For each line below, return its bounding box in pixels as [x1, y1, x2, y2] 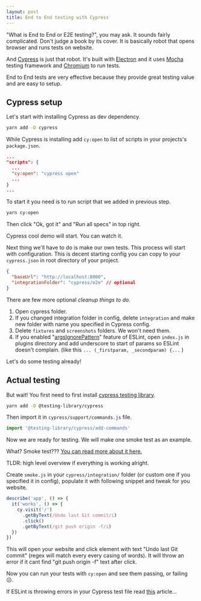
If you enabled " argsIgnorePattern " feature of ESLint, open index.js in [14, 333, 190, 341]
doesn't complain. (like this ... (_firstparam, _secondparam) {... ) [14, 346, 184, 353]
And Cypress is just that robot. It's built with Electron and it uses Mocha [6, 55, 184, 63]
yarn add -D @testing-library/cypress [6, 402, 104, 409]
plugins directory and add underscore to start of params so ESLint [14, 339, 179, 347]
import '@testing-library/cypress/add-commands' [6, 425, 131, 431]
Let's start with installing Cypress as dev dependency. [6, 113, 141, 120]
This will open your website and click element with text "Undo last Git [6, 546, 178, 553]
